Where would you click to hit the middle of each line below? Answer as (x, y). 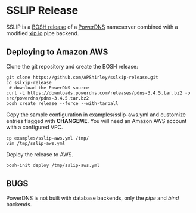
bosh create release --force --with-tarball (62, 103)
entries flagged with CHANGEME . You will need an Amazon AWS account (97, 121)
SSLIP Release (42, 10)
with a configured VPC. (35, 127)
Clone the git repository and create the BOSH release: (72, 66)
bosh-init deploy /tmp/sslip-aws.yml (53, 165)
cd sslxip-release (29, 82)
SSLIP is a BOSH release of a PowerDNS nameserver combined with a (92, 27)
